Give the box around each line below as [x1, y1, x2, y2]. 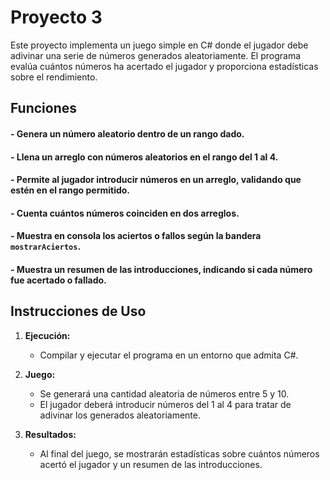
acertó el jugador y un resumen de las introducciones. [39, 458, 263, 470]
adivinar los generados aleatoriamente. [39, 409, 201, 421]
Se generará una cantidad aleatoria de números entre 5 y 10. [39, 387, 290, 400]
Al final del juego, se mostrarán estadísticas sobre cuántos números [39, 447, 320, 460]
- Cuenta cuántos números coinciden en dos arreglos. [10, 207, 240, 219]
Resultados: [24, 428, 77, 440]
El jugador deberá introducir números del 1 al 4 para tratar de [39, 398, 292, 410]
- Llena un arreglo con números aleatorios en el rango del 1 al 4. [10, 151, 279, 163]
